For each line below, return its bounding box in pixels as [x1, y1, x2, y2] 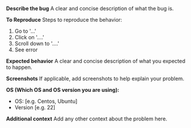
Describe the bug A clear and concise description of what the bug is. [6, 5, 174, 12]
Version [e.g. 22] [14, 104, 56, 110]
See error [14, 46, 38, 53]
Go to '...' [14, 27, 36, 34]
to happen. [6, 64, 32, 71]
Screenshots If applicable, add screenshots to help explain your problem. [6, 75, 185, 82]
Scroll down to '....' [14, 40, 60, 47]
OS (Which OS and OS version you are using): [6, 87, 119, 93]
